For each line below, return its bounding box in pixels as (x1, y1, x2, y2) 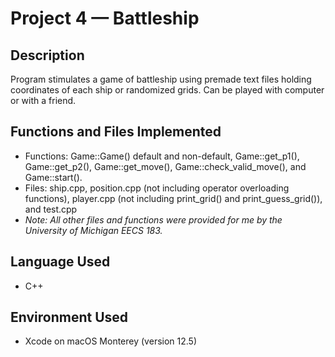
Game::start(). (24, 171, 83, 183)
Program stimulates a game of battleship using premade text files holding (10, 73, 312, 85)
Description (10, 47, 85, 64)
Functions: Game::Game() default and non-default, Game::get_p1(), (24, 150, 300, 162)
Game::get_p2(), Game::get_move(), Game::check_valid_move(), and (24, 160, 307, 172)
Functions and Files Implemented (10, 123, 222, 141)
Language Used (10, 253, 111, 271)
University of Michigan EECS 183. (24, 224, 163, 236)
